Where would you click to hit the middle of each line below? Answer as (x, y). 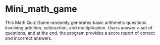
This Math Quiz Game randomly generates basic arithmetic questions (76, 22)
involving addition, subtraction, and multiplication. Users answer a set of (79, 27)
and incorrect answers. (29, 38)
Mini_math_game (41, 9)
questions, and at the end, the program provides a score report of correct (80, 33)
